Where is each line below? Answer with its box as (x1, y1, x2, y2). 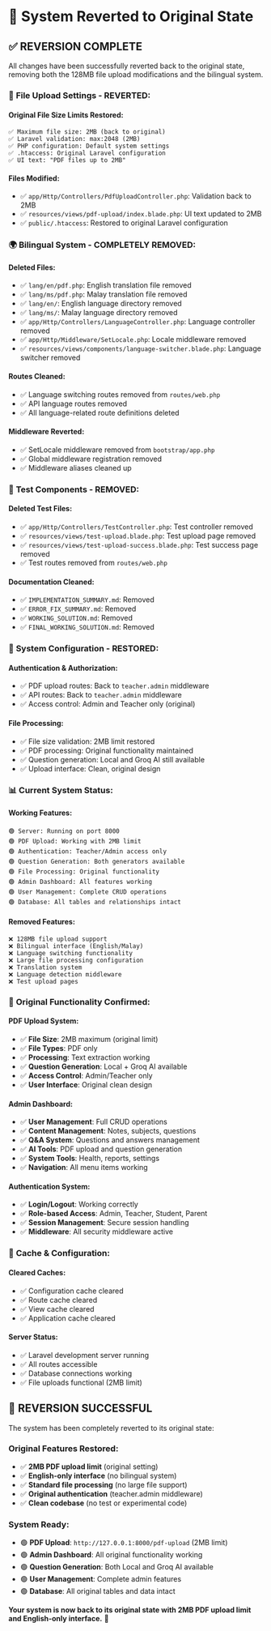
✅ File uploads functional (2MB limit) (19, 1377, 143, 1387)
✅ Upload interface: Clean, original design (19, 763, 161, 773)
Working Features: (8, 808, 73, 818)
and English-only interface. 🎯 (8, 1614, 109, 1624)
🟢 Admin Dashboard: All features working (8, 877, 152, 886)
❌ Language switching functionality (8, 949, 133, 957)
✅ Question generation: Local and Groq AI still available (19, 754, 205, 764)
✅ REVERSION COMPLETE (8, 40, 143, 53)
